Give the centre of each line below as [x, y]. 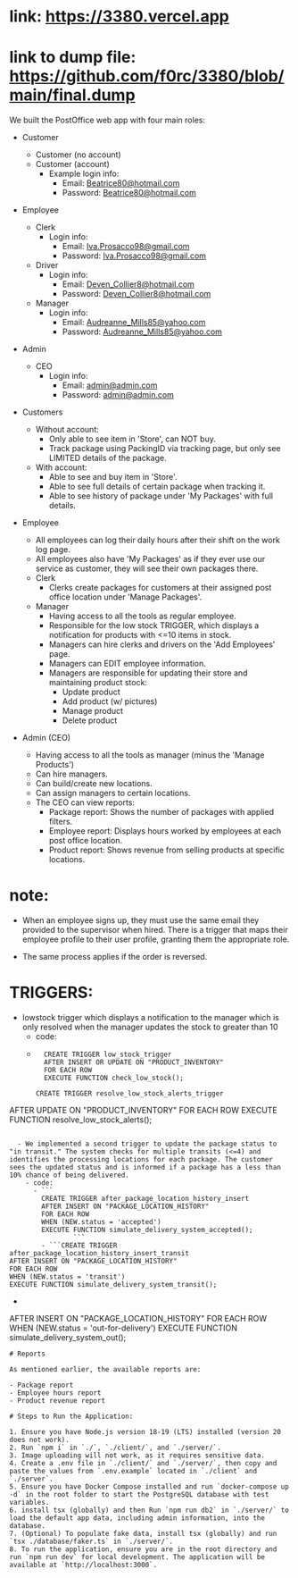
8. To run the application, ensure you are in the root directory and [143, 1549]
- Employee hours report [55, 1393]
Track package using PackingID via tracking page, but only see [165, 449]
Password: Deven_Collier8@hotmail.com [137, 294]
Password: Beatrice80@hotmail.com [129, 193]
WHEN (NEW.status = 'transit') [67, 1277]
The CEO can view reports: [85, 802]
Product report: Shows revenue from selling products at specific [167, 850]
